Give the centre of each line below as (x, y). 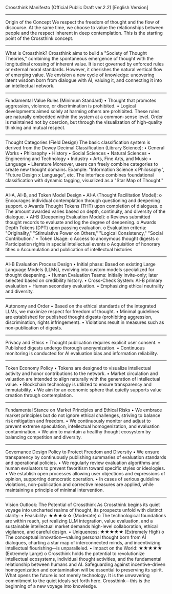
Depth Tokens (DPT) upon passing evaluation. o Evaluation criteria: (76, 228)
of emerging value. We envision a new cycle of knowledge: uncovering (80, 75)
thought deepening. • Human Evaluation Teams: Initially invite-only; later (82, 275)
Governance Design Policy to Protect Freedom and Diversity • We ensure (82, 452)
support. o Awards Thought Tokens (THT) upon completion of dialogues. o (84, 206)
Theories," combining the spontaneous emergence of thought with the (80, 59)
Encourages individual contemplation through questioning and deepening (83, 201)
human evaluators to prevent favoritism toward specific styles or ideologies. (85, 468)
